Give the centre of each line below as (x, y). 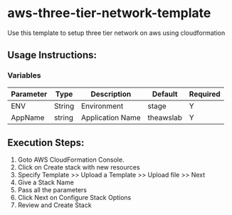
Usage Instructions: (52, 55)
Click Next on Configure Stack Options (74, 198)
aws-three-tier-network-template (109, 13)
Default (165, 94)
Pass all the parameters (52, 190)
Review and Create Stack (54, 205)
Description (111, 94)
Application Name (111, 117)
